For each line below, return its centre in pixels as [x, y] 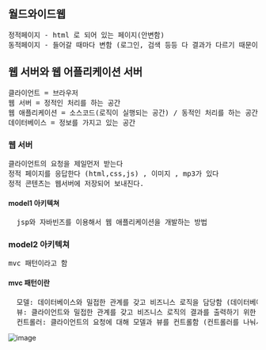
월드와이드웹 [37, 14]
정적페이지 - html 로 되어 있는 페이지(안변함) [86, 35]
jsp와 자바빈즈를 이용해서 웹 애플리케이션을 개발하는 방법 [112, 223]
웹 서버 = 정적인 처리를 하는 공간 [65, 103]
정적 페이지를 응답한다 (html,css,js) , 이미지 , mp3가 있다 [114, 173]
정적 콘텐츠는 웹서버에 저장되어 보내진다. [76, 183]
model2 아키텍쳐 [39, 245]
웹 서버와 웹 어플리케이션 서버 [76, 72]
